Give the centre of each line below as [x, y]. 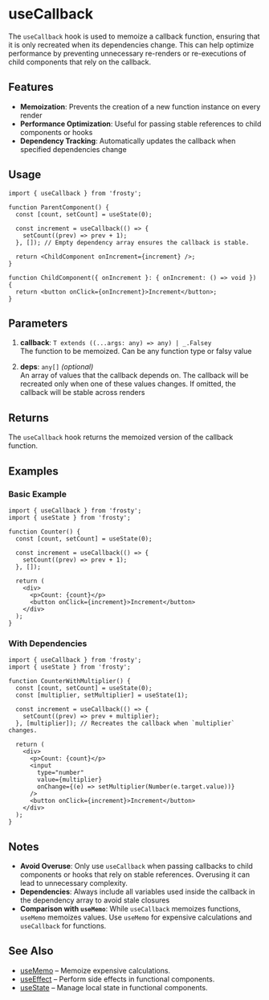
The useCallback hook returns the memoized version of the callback [121, 437]
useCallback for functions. [63, 925]
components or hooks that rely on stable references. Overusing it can [135, 874]
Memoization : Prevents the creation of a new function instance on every [140, 106]
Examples [33, 471]
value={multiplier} [70, 780]
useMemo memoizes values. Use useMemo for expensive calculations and [136, 917]
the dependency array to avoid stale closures [95, 900]
